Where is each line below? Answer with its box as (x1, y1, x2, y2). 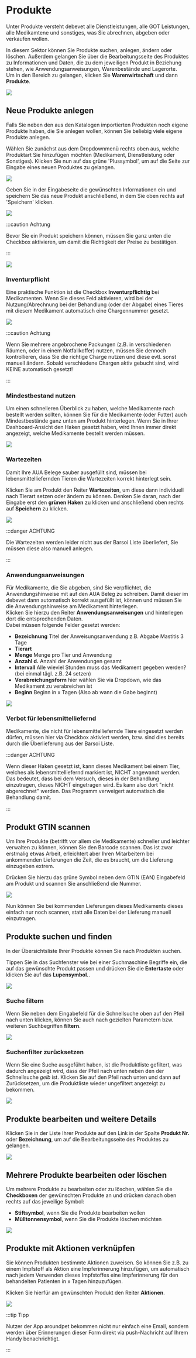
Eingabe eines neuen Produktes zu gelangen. (6, 163, 115, 170)
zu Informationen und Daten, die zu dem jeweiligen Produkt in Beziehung (6, 59, 182, 66)
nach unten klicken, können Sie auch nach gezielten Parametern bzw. (6, 1016, 174, 1023)
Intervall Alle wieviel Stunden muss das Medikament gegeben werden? (14, 664, 187, 671)
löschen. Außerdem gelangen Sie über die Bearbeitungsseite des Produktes (6, 53, 189, 60)
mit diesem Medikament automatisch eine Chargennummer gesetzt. (6, 307, 170, 314)
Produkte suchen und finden (6, 932, 112, 942)
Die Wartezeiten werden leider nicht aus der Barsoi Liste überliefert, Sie (6, 539, 178, 546)
